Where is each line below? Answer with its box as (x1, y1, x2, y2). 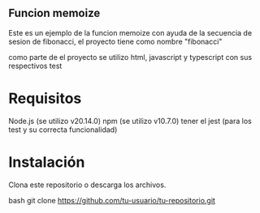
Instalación (8, 153, 85, 171)
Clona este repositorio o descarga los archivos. (8, 180, 167, 190)
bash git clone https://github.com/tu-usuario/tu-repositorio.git (8, 195, 215, 205)
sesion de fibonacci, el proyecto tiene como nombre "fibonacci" (8, 36, 223, 46)
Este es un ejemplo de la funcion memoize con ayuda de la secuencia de (8, 28, 253, 37)
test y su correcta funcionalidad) (8, 125, 118, 134)
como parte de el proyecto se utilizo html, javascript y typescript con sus (8, 52, 253, 62)
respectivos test (8, 61, 63, 70)
